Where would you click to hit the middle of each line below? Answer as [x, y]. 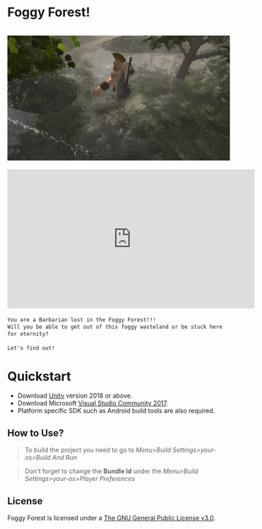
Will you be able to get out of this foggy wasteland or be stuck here [115, 327]
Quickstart [40, 376]
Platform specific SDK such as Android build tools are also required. [116, 411]
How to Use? [36, 433]
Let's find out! [31, 348]
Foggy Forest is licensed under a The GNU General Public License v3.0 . [111, 518]
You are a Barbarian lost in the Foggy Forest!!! [82, 320]
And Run [65, 458]
